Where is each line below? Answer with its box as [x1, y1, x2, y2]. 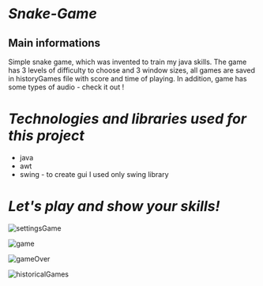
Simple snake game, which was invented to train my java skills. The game [8, 57, 247, 66]
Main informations [8, 36, 101, 50]
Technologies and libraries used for [8, 110, 247, 128]
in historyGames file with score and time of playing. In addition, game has [8, 74, 247, 83]
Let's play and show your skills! [8, 198, 220, 216]
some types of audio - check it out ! [8, 82, 125, 92]
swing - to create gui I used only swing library [19, 169, 169, 179]
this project [8, 127, 85, 145]
